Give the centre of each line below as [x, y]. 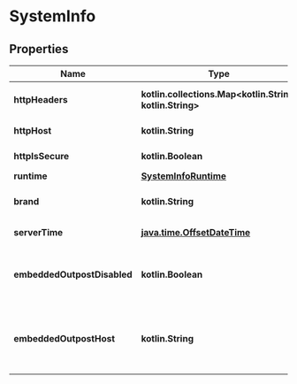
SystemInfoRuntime [184, 176]
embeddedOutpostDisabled [73, 274]
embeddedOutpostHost [65, 338]
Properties [39, 49]
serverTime [38, 232]
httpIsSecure [42, 156]
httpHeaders [41, 100]
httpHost [33, 131]
